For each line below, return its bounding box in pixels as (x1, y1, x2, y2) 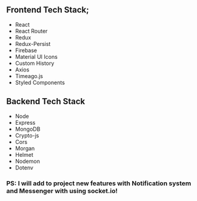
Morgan (15, 145, 35, 152)
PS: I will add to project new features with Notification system (6, 179, 192, 187)
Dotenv (15, 163, 33, 171)
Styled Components (15, 79, 65, 86)
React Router (15, 27, 48, 35)
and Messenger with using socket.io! (6, 186, 118, 195)
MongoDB (15, 125, 41, 133)
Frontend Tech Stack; (6, 5, 89, 15)
